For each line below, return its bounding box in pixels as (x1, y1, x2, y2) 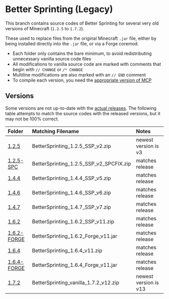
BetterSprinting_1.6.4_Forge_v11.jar (32, 261, 117, 268)
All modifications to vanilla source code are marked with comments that (12, 61, 161, 67)
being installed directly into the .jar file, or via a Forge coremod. (5, 40, 139, 46)
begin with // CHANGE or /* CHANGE (12, 66, 83, 72)
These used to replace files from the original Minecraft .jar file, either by (5, 35, 157, 41)
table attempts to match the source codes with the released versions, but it (5, 110, 160, 116)
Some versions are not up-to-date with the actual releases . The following (5, 105, 157, 111)
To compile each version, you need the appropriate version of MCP (12, 77, 152, 83)
